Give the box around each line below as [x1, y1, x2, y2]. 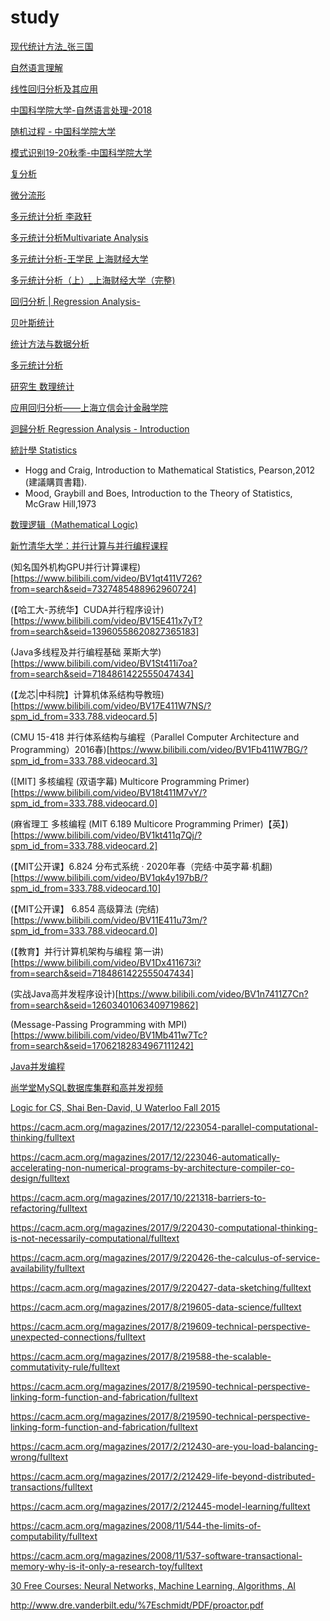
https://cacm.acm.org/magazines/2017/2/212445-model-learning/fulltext [10, 1500, 311, 1512]
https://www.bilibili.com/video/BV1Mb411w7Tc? [13, 1029, 208, 1041]
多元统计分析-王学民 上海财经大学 [10, 252, 149, 265]
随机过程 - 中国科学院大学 [10, 125, 117, 137]
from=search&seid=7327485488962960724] [10, 582, 197, 595]
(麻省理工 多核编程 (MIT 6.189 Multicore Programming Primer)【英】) [10, 817, 289, 830]
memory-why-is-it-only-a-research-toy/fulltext [10, 1560, 203, 1572]
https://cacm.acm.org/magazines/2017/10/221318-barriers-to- [10, 1191, 267, 1203]
